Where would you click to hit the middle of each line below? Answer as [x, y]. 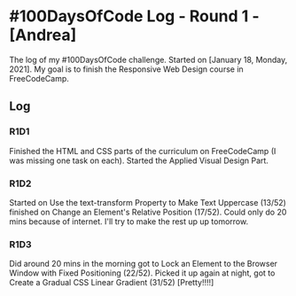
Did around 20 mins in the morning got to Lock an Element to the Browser [143, 264]
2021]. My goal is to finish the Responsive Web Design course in [126, 69]
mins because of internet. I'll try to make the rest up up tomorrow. [129, 221]
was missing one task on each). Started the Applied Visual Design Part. [139, 160]
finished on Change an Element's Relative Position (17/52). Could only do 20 [148, 212]
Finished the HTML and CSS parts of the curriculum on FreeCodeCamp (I [143, 151]
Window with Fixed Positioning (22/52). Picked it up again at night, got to [142, 273]
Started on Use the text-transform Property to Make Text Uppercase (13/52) [148, 202]
